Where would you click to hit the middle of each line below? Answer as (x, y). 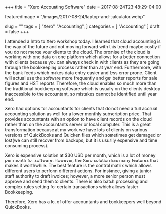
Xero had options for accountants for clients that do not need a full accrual (81, 109)
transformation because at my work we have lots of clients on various (76, 130)
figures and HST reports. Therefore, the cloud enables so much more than (81, 83)
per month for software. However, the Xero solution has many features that (82, 160)
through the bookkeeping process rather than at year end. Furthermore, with (83, 67)
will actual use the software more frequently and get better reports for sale (81, 78)
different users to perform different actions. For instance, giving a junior (78, 171)
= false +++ (17, 31)
